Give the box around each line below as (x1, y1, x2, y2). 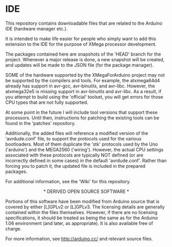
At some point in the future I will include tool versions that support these (5, 109, 158, 115)
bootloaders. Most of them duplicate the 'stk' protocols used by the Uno (5, 141, 158, 147)
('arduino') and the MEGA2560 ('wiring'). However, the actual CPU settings (5, 146, 164, 152)
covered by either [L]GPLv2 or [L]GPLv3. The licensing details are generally (5, 204, 165, 210)
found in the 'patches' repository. (5, 120, 76, 126)
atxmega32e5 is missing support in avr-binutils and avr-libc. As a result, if (5, 88, 162, 94)
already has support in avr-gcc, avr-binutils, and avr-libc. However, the (5, 83, 155, 89)
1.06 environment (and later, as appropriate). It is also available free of (5, 220, 153, 226)
